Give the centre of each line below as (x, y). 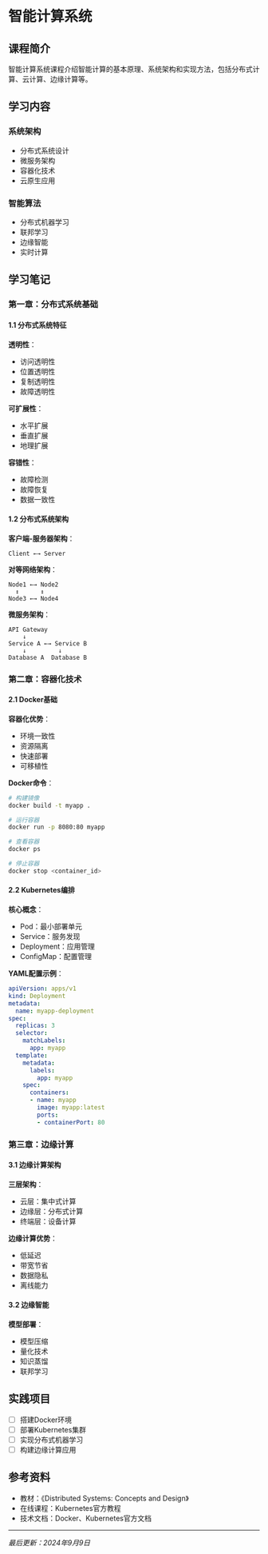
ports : (48, 1115)
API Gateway (28, 629)
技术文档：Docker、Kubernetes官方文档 (85, 1518)
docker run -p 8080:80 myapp (57, 827)
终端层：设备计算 (48, 1221)
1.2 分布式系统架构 (39, 519)
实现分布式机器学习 (51, 1440)
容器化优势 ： (29, 719)
